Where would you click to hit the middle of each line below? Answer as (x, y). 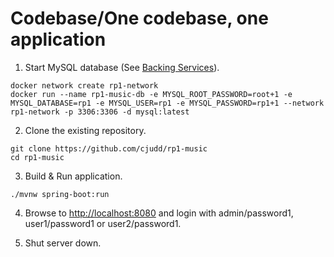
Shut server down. (63, 243)
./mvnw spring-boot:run (60, 194)
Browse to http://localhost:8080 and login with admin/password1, (159, 213)
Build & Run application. (73, 176)
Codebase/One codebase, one (139, 18)
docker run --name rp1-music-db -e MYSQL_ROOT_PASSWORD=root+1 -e (151, 94)
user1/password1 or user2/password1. (103, 223)
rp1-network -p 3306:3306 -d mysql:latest (100, 112)
